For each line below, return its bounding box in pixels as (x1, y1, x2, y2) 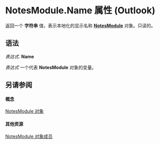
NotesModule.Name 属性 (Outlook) (5, 5, 155, 16)
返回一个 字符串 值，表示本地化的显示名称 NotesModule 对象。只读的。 (5, 22, 156, 29)
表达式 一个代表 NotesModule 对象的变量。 (5, 64, 97, 70)
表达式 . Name (5, 53, 34, 59)
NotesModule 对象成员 (5, 133, 53, 139)
